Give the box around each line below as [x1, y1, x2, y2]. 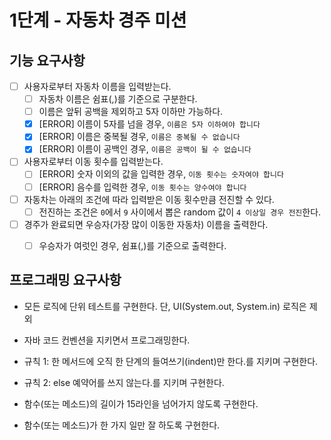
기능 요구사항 [9, 52, 86, 69]
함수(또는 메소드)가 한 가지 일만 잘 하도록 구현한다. [23, 419, 221, 431]
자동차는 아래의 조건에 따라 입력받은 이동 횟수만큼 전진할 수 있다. [23, 193, 275, 205]
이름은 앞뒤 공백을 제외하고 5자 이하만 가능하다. [38, 106, 224, 118]
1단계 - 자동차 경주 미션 [9, 9, 187, 32]
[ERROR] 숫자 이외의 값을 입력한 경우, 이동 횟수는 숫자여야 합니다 [38, 168, 284, 180]
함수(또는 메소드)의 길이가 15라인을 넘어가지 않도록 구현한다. [23, 397, 259, 410]
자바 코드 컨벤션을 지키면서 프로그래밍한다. [23, 334, 191, 346]
